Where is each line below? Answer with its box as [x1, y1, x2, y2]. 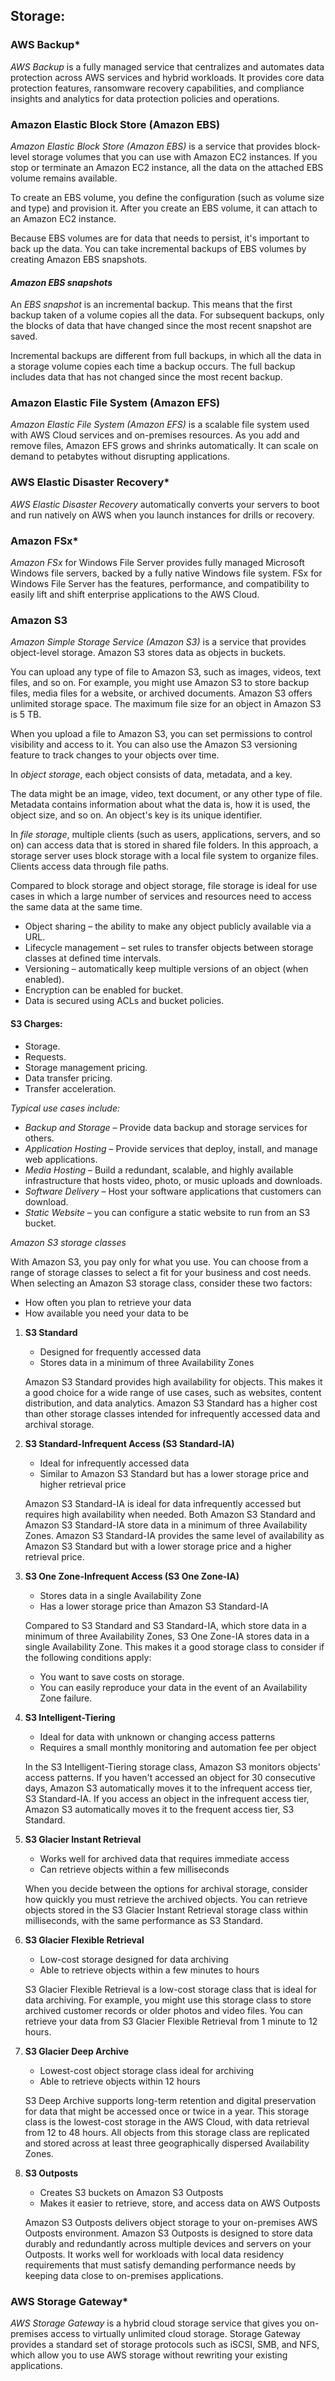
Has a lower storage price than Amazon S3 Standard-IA [39, 1600, 269, 1612]
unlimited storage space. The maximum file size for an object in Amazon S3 [10, 698, 322, 710]
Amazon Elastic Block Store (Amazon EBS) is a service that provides [10, 140, 293, 152]
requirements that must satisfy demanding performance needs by [24, 2259, 297, 2271]
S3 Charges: [10, 1017, 63, 1029]
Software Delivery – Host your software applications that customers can [24, 1185, 322, 1197]
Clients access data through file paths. [10, 860, 170, 873]
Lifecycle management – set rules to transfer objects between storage [24, 942, 314, 954]
